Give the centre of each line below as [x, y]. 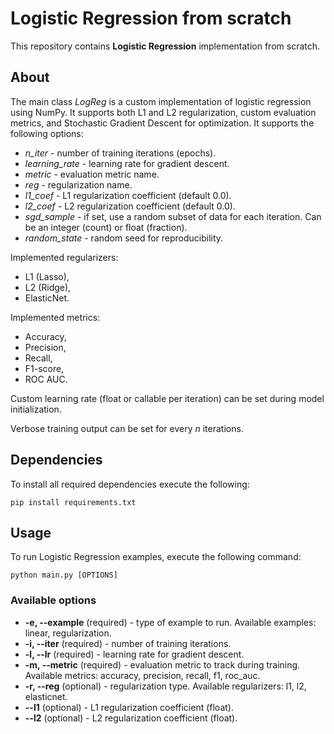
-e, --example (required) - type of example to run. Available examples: [170, 622]
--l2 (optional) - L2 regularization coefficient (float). [131, 718]
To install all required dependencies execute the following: [130, 484]
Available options [53, 600]
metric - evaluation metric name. [92, 174]
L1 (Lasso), [47, 276]
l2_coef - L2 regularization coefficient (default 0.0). [130, 206]
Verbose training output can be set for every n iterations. [127, 428]
